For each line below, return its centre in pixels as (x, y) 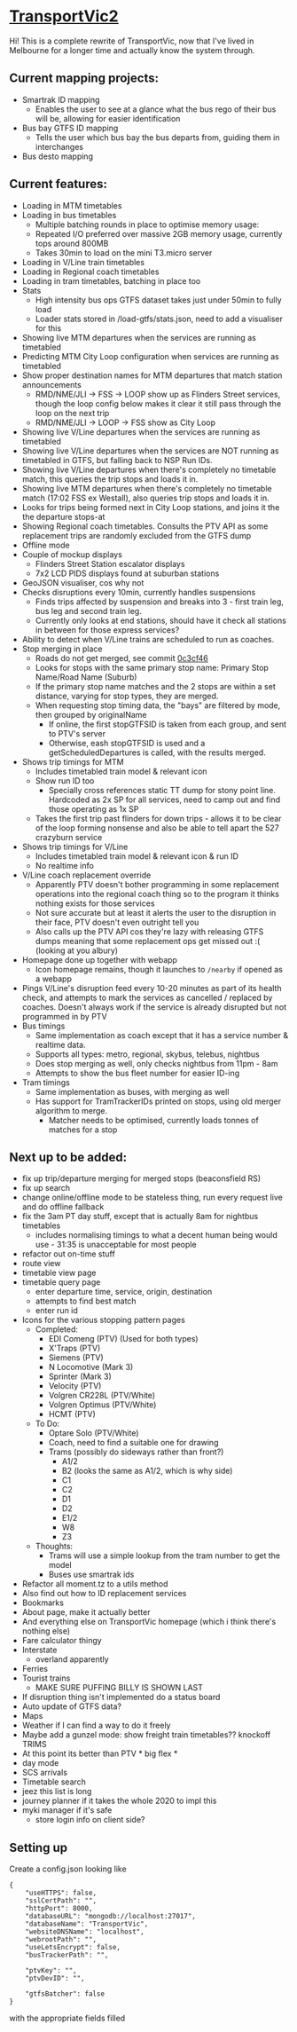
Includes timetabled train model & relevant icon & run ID (137, 856)
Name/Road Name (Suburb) (86, 677)
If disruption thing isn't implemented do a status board (121, 1697)
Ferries (35, 1669)
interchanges (59, 146)
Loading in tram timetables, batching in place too (111, 280)
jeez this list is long (57, 1792)
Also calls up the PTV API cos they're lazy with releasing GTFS (149, 931)
